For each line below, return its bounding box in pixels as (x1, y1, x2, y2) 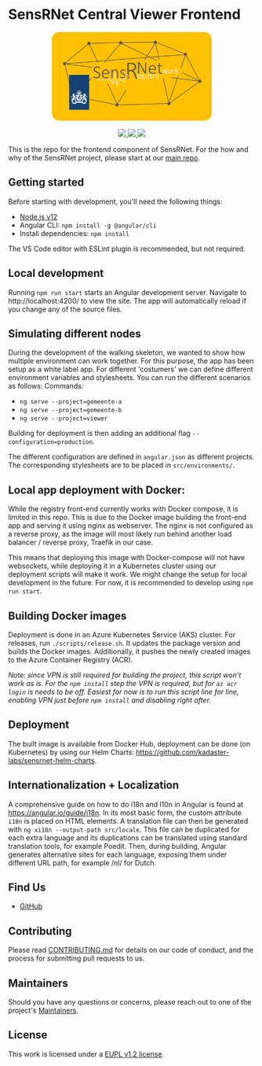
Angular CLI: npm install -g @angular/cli (19, 220, 157, 230)
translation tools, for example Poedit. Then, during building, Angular (8, 841, 227, 850)
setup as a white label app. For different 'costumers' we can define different (8, 364, 253, 374)
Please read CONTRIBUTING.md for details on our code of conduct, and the (8, 946, 253, 955)
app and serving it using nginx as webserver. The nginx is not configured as (8, 521, 253, 530)
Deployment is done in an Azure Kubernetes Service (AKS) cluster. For (8, 630, 236, 639)
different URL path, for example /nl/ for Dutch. (8, 858, 157, 867)
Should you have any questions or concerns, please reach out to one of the (8, 998, 252, 1007)
